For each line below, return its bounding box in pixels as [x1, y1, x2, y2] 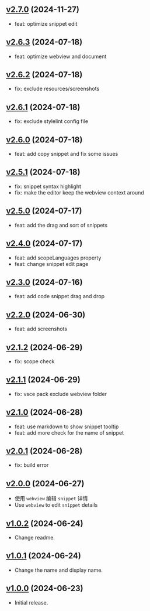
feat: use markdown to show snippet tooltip [14, 423, 119, 430]
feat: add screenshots [14, 325, 68, 333]
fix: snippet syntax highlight [14, 183, 82, 190]
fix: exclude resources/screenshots [14, 85, 100, 93]
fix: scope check [14, 357, 55, 365]
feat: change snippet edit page [14, 260, 89, 267]
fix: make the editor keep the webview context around [14, 189, 144, 196]
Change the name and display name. [14, 566, 103, 574]
